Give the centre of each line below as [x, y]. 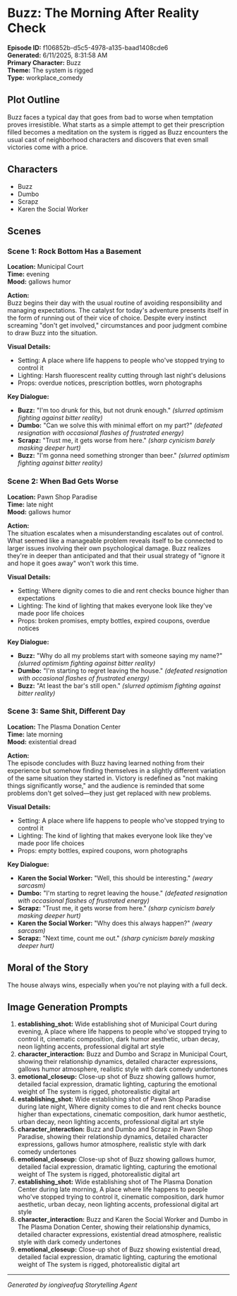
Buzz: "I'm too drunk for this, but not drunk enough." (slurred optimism [120, 410]
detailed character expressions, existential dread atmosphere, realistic [120, 1234]
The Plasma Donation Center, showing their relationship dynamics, [114, 1227]
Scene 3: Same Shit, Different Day [66, 711]
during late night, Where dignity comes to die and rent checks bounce [119, 1107]
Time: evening [29, 274]
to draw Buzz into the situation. [53, 333]
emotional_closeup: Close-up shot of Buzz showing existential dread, [120, 1249]
